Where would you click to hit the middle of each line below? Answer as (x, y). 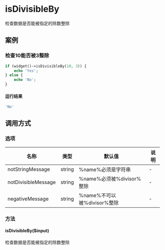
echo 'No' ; (25, 80)
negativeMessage (28, 199)
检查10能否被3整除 (27, 56)
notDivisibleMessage (32, 182)
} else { (14, 75)
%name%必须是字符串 (105, 169)
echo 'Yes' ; (26, 71)
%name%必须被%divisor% (110, 179)
